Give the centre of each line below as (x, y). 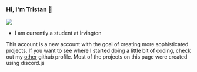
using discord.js (26, 63)
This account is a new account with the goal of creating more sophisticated (97, 44)
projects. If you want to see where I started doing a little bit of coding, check (98, 51)
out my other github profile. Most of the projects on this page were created (97, 57)
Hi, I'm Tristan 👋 (29, 9)
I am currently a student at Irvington (58, 33)
